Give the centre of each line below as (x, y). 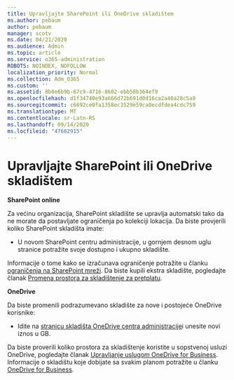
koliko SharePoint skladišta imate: (56, 229)
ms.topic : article (34, 53)
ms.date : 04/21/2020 (37, 40)
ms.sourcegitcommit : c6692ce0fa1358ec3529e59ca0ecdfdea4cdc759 (102, 105)
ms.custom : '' (28, 86)
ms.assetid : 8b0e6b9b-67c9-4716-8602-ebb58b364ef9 (83, 92)
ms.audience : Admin (36, 46)
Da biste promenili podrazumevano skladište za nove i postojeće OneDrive (115, 305)
